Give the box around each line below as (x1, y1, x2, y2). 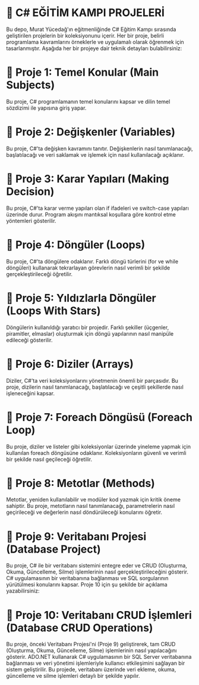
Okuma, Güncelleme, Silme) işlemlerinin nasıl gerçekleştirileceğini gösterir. (6, 568, 189, 575)
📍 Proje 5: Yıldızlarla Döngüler (6, 291, 156, 305)
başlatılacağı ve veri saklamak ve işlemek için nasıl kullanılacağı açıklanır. (6, 151, 185, 158)
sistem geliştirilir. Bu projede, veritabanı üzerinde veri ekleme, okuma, (6, 666, 176, 673)
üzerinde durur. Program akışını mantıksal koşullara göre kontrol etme (6, 210, 176, 218)
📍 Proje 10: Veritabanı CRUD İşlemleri (6, 608, 192, 622)
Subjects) (6, 78, 55, 92)
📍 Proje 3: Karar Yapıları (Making (6, 172, 169, 185)
